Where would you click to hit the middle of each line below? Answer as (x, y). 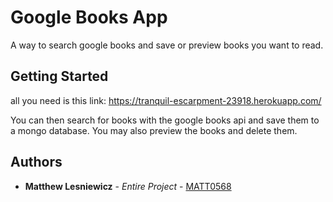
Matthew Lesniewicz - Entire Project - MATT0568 (128, 186)
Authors (36, 162)
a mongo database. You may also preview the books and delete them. (154, 130)
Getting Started (59, 76)
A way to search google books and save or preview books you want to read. (167, 45)
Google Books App (89, 17)
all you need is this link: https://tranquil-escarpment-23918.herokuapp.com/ (166, 100)
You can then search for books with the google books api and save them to (165, 120)
